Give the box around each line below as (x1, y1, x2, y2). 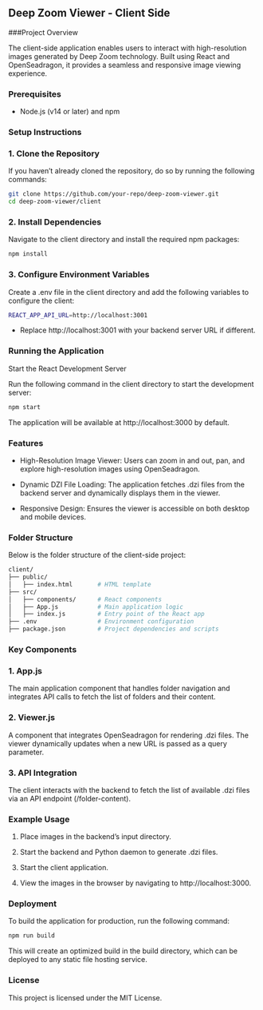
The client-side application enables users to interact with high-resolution (8, 43, 247, 53)
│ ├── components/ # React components (8, 595, 162, 603)
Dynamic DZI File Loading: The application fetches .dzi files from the (19, 479, 245, 489)
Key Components (8, 643, 77, 654)
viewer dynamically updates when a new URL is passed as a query (8, 738, 227, 748)
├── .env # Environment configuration (8, 618, 194, 626)
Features (8, 437, 44, 448)
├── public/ (8, 573, 48, 582)
